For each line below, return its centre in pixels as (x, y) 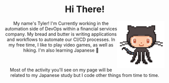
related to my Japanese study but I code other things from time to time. (85, 75)
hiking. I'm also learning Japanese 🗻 (61, 50)
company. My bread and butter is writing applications (61, 34)
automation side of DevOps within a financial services (61, 28)
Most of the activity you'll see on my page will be (61, 70)
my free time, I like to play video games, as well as (61, 45)
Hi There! (85, 9)
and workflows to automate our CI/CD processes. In (61, 39)
